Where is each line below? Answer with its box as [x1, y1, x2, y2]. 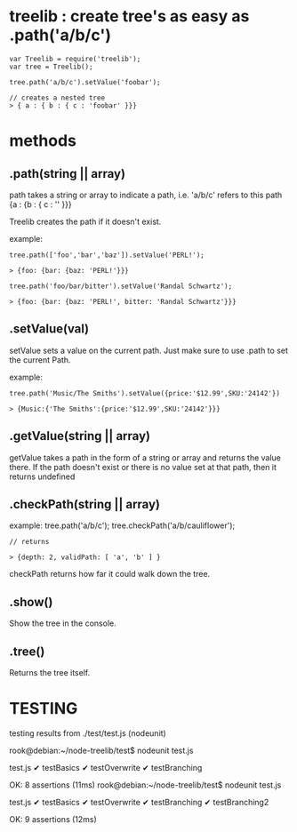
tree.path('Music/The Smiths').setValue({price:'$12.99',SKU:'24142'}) [9, 388, 280, 397]
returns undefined [9, 471, 76, 482]
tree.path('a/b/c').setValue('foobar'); [9, 77, 162, 86]
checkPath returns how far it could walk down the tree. [9, 569, 211, 580]
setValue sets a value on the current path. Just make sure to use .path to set [9, 345, 289, 356]
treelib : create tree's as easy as [9, 6, 250, 27]
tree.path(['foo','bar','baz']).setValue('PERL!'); [9, 251, 205, 260]
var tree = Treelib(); [9, 62, 93, 71]
